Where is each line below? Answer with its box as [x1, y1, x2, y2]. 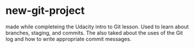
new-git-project [5, 4, 85, 17]
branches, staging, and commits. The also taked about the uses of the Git [5, 29, 183, 36]
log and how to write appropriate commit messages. [5, 35, 132, 42]
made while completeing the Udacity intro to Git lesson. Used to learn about [5, 23, 189, 30]
